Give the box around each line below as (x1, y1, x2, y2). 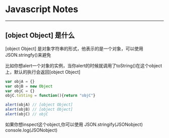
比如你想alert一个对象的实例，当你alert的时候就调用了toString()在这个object (5, 62, 162, 69)
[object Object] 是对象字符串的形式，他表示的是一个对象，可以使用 (5, 45, 143, 52)
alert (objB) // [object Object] (5, 107, 73, 112)
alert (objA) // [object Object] (5, 102, 73, 107)
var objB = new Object (5, 83, 53, 89)
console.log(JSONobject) (5, 127, 58, 133)
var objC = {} (5, 88, 35, 94)
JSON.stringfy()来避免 (5, 52, 51, 58)
